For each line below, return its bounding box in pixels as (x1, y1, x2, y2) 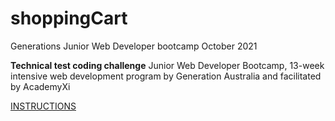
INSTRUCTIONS (10, 100, 77, 112)
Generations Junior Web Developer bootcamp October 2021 (10, 40, 258, 52)
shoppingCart (10, 7, 128, 30)
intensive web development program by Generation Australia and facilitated (10, 70, 322, 82)
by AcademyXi (10, 80, 71, 92)
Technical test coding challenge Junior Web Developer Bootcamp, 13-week (10, 59, 325, 71)
